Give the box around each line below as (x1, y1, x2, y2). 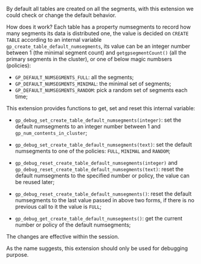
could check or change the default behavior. (6, 12, 116, 19)
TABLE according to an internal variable (6, 36, 102, 43)
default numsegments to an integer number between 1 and (14, 123, 161, 130)
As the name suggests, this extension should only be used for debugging (6, 245, 188, 252)
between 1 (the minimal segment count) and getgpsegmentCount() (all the (6, 49, 187, 56)
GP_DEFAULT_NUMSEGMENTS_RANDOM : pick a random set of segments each (14, 87, 188, 93)
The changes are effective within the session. (6, 233, 120, 240)
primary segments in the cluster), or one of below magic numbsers (6, 56, 173, 62)
